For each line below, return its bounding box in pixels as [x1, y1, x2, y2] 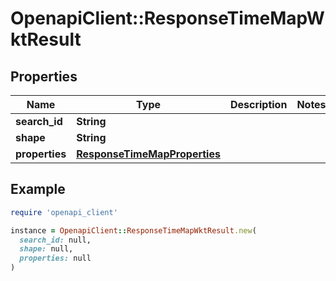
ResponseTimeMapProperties [76, 147, 221, 161]
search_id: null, [19, 235, 92, 245]
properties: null [19, 253, 92, 264]
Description [229, 98, 288, 111]
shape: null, [19, 244, 74, 254]
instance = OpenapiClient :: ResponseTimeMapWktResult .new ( [10, 225, 257, 236]
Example [10, 181, 66, 198]
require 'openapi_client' [10, 207, 118, 217]
